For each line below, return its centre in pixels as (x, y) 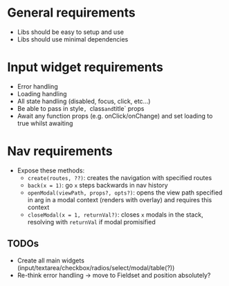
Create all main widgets (51, 260)
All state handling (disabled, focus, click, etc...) (84, 101)
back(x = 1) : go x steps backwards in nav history (98, 185)
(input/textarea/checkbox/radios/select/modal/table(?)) (96, 267)
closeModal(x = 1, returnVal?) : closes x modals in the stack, (115, 214)
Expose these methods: (51, 170)
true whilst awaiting (45, 123)
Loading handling (42, 93)
